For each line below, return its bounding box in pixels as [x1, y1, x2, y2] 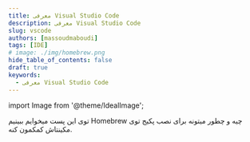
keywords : [8, 71, 42, 79]
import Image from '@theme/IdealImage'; [8, 101, 144, 110]
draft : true [8, 64, 48, 72]
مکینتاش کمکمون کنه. [8, 124, 73, 134]
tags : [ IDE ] [8, 41, 48, 49]
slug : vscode [8, 26, 52, 34]
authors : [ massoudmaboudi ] [8, 34, 98, 42]
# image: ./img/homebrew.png [8, 49, 105, 57]
